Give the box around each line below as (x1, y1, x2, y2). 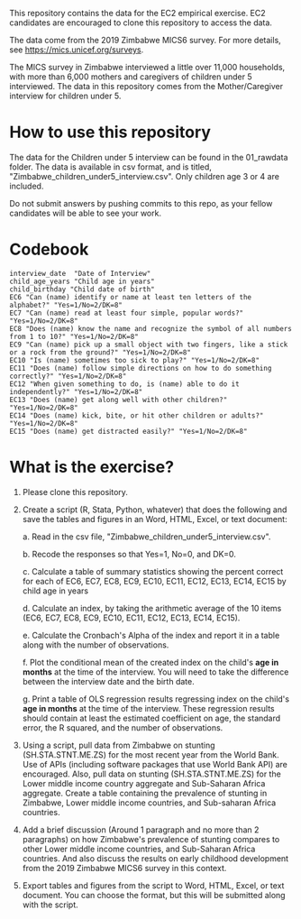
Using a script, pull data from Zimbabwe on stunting (22, 740, 215, 750)
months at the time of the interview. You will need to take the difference (22, 666, 289, 677)
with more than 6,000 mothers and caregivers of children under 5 (9, 71, 252, 82)
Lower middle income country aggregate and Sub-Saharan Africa (22, 777, 266, 788)
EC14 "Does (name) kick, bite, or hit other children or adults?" (9, 410, 264, 420)
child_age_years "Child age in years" (9, 277, 155, 286)
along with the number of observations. (22, 639, 169, 650)
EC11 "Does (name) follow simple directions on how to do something (9, 363, 272, 372)
